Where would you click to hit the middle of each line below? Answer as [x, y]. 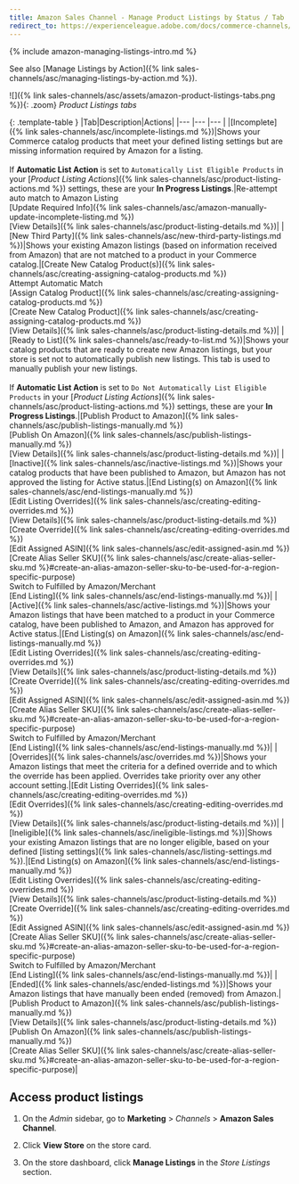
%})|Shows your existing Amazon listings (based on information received [143, 245]
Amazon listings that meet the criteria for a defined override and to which [143, 766]
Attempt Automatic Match [56, 283]
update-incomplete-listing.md [64, 217]
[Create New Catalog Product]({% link [79, 311]
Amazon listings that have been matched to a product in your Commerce [142, 614]
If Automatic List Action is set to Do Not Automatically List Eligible [138, 387]
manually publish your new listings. [73, 368]
